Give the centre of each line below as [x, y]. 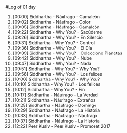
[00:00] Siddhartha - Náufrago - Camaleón [56, 16]
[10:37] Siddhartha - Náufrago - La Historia [56, 121]
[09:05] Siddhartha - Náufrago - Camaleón [56, 27]
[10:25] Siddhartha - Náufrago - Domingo [55, 105]
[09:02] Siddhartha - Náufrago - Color [51, 22]
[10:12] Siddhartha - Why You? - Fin [49, 90]
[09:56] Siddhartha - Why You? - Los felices [57, 74]
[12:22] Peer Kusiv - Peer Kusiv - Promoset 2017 [62, 126]
